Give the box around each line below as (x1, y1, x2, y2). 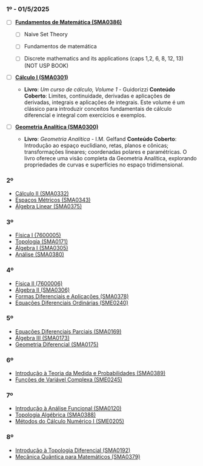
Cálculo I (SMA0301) (15, 73, 68, 80)
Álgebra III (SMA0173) (15, 334, 70, 341)
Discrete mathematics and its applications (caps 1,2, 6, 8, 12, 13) (24, 55, 184, 62)
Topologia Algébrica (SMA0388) (15, 411, 96, 419)
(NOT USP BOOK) (24, 62, 68, 69)
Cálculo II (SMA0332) (15, 189, 69, 197)
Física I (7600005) (15, 232, 62, 239)
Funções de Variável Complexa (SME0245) (15, 376, 122, 383)
